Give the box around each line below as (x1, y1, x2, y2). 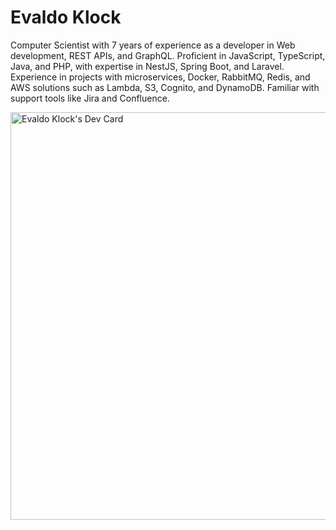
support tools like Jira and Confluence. (10, 92, 170, 104)
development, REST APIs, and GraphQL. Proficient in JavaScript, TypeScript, (10, 49, 326, 61)
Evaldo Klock (10, 6, 122, 29)
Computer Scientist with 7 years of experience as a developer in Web (10, 39, 296, 51)
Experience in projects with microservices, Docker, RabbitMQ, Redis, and (10, 71, 311, 83)
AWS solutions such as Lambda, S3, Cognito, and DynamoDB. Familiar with (10, 81, 320, 93)
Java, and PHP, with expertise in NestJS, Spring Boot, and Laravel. (10, 60, 285, 72)
